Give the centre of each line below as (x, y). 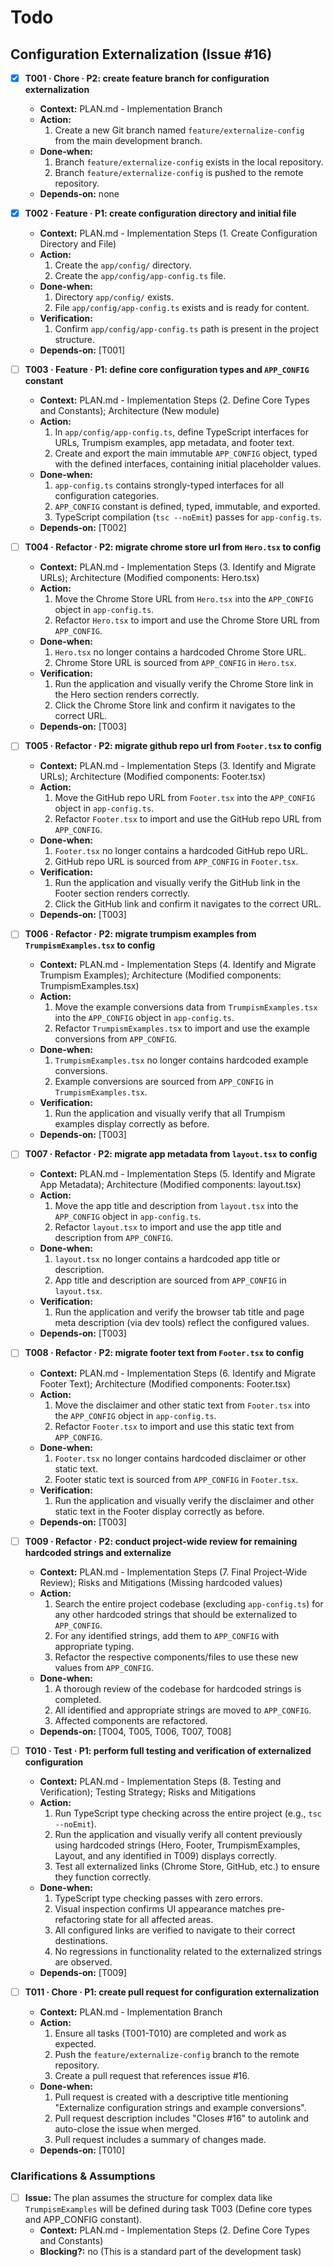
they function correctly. (103, 1877)
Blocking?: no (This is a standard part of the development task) (170, 2252)
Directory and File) (78, 244)
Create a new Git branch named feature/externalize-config (179, 130)
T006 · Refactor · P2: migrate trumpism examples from (140, 934)
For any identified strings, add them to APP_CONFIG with (167, 1635)
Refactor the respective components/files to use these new (176, 1657)
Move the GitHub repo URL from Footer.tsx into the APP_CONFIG (185, 798)
